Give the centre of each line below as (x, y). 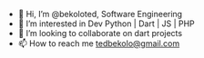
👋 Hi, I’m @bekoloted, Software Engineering (100, 14)
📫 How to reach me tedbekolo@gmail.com (99, 43)
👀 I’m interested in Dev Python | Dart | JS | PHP (107, 24)
